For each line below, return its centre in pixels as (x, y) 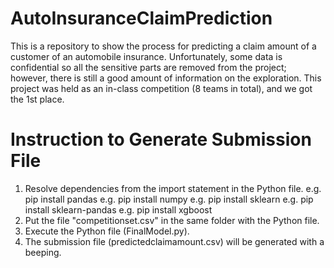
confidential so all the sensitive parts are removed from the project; (148, 67)
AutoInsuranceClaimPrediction (141, 18)
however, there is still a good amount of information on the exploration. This (166, 78)
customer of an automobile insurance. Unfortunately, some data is (146, 56)
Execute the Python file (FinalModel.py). (107, 231)
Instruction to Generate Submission (161, 139)
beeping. (43, 252)
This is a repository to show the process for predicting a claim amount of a (163, 46)
